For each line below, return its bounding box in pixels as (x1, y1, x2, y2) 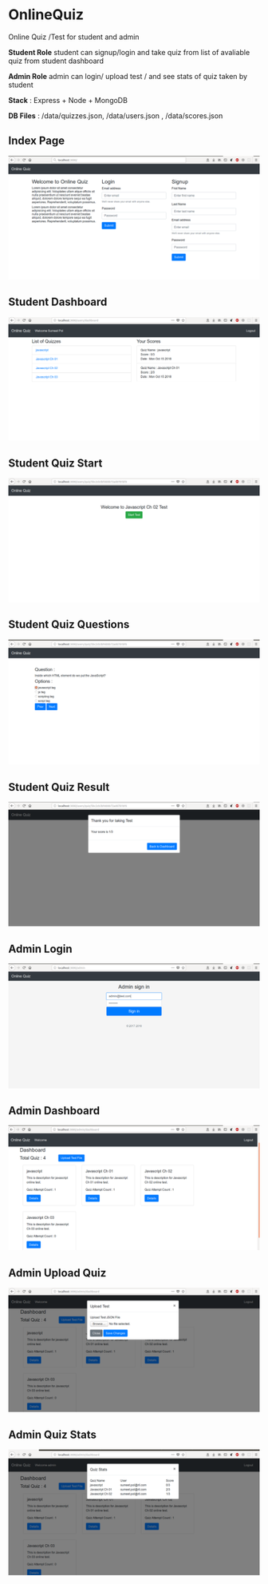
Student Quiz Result (8, 780, 110, 794)
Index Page (8, 134, 65, 148)
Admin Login (8, 942, 73, 955)
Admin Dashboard (8, 1104, 100, 1118)
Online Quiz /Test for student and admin (8, 32, 140, 42)
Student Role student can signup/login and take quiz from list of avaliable (8, 47, 250, 57)
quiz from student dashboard (8, 56, 104, 66)
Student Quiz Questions (8, 617, 130, 632)
